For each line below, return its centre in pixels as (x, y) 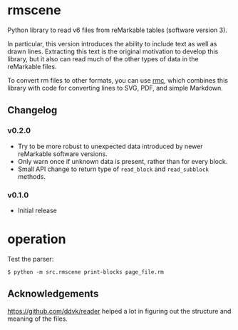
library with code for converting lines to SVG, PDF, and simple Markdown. (115, 88)
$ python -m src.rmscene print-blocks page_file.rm (86, 272)
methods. (32, 176)
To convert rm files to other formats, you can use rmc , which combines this (118, 80)
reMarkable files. (32, 66)
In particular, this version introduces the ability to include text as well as (112, 43)
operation (37, 239)
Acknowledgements (53, 294)
